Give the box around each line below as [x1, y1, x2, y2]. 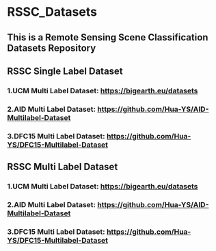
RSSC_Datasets [7, 4, 98, 20]
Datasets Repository [7, 42, 96, 53]
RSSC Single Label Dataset [7, 65, 123, 77]
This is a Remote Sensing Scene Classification [7, 32, 208, 43]
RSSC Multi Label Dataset [7, 161, 118, 173]
